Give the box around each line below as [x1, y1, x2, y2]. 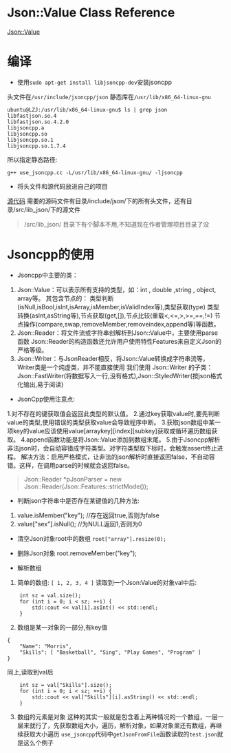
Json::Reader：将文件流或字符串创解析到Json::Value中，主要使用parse [16, 329, 219, 337]
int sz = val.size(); [19, 592, 81, 599]
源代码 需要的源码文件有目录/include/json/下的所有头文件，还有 [7, 196, 187, 205]
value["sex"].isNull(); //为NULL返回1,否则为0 [16, 519, 142, 528]
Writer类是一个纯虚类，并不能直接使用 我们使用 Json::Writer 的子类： [16, 363, 213, 371]
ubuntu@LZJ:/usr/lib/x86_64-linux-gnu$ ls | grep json [7, 106, 168, 113]
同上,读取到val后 [7, 668, 54, 676]
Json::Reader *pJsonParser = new [23, 475, 122, 483]
